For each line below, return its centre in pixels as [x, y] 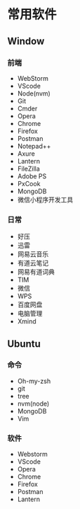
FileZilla [28, 168]
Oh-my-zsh [34, 381]
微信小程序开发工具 [45, 200]
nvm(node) [33, 404]
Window [26, 41]
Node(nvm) [34, 93]
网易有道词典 [36, 272]
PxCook [29, 183]
